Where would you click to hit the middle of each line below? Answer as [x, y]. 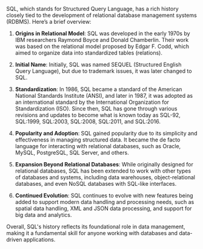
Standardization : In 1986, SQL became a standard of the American [98, 89]
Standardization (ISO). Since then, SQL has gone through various [96, 108]
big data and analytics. [43, 215]
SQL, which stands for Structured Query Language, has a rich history [92, 9]
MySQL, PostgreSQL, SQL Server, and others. [72, 152]
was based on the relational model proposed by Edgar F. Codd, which [102, 46]
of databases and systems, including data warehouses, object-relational [105, 177]
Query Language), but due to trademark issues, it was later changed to [103, 71]
